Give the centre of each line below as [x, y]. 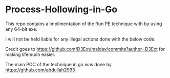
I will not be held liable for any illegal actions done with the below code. [80, 39]
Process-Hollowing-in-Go [61, 9]
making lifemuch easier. [30, 54]
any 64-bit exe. [21, 29]
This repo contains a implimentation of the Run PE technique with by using [84, 24]
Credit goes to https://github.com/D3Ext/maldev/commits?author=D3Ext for [85, 49]
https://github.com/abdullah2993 [40, 70]
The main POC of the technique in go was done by [58, 64]
